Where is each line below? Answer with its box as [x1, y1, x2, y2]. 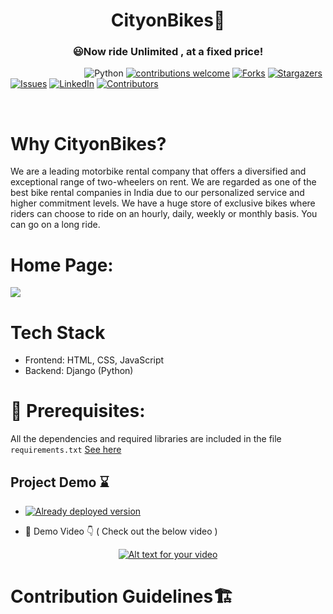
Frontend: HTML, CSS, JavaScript [24, 354, 165, 366]
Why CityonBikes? [10, 132, 167, 155]
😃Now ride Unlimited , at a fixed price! [72, 45, 264, 59]
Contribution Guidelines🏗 [10, 585, 234, 608]
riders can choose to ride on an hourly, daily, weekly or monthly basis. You [10, 208, 318, 220]
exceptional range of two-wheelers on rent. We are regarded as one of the [10, 176, 317, 188]
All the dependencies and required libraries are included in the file [10, 433, 282, 445]
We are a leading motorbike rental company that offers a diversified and [10, 165, 307, 178]
